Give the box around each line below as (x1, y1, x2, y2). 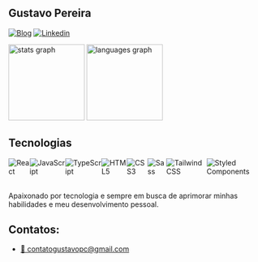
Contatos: (8, 223, 60, 237)
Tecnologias (8, 136, 72, 150)
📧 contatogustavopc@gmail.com (19, 244, 130, 254)
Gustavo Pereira (8, 6, 92, 20)
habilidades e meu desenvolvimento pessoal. (8, 199, 159, 209)
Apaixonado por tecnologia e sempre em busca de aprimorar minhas (8, 191, 238, 200)
